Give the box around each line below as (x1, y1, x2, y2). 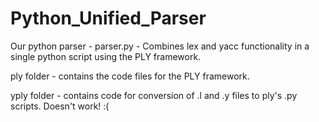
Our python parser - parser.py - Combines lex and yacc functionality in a (10, 40, 310, 52)
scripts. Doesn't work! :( (10, 100, 110, 112)
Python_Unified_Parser (10, 7, 207, 30)
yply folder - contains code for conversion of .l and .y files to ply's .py (10, 89, 298, 101)
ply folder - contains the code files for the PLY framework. (10, 70, 250, 82)
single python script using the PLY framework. (10, 50, 202, 62)
